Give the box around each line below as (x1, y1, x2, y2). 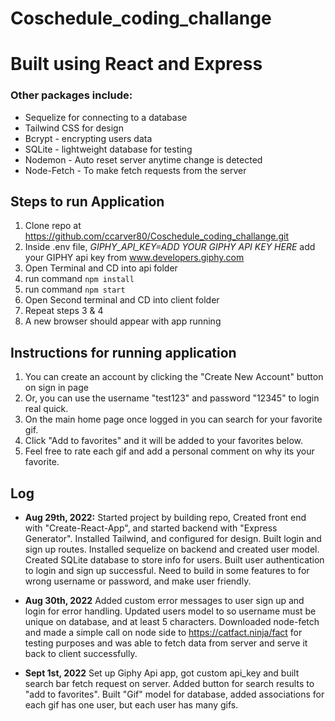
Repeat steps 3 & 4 (24, 305, 104, 317)
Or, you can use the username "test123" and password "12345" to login (24, 392, 320, 404)
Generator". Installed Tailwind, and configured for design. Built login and (24, 533, 322, 545)
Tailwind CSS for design (24, 122, 124, 134)
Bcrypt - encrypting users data (24, 132, 153, 144)
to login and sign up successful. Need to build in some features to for (24, 565, 310, 577)
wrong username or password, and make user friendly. (24, 575, 252, 587)
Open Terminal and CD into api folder (24, 262, 178, 274)
